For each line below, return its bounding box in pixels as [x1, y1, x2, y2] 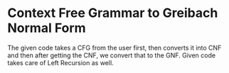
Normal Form [7, 20, 87, 36]
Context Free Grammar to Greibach [7, 5, 218, 21]
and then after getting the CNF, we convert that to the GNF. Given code [7, 51, 215, 60]
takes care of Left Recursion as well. [7, 58, 114, 67]
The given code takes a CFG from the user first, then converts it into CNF [7, 43, 222, 52]
